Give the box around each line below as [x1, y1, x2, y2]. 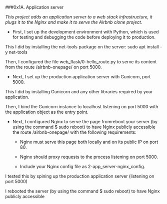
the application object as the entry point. [5, 109, 89, 115]
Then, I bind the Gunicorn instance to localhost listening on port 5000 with [5, 104, 158, 109]
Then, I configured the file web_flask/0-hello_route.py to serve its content [5, 59, 157, 64]
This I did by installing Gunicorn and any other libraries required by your [5, 89, 153, 94]
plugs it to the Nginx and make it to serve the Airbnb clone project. [5, 19, 142, 25]
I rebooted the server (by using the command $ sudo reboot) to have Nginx [5, 188, 160, 194]
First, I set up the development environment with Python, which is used [12, 29, 159, 34]
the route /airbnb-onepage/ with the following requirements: [12, 129, 136, 135]
